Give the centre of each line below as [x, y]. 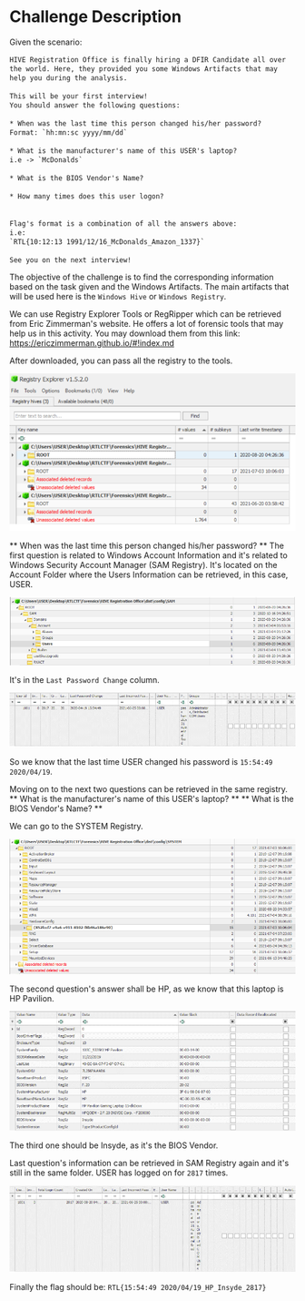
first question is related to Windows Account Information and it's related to [148, 555]
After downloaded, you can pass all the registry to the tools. [121, 361]
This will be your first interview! [79, 96]
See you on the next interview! [70, 260]
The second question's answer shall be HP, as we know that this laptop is [147, 989]
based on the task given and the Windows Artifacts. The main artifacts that [149, 286]
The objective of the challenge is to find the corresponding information [142, 277]
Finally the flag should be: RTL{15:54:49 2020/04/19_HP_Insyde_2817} [138, 1286]
